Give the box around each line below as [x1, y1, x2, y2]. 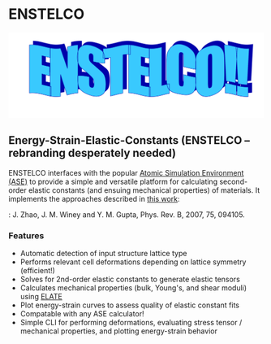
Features [8, 229, 45, 241]
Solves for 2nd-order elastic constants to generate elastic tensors [19, 274, 241, 284]
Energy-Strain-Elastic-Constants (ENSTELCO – [8, 133, 250, 147]
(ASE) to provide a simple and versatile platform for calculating [8, 176, 217, 186]
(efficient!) [19, 265, 55, 275]
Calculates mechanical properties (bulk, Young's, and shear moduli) [19, 282, 247, 293]
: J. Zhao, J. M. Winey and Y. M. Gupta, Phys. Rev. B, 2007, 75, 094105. [8, 209, 245, 220]
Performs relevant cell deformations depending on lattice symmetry [19, 257, 247, 267]
